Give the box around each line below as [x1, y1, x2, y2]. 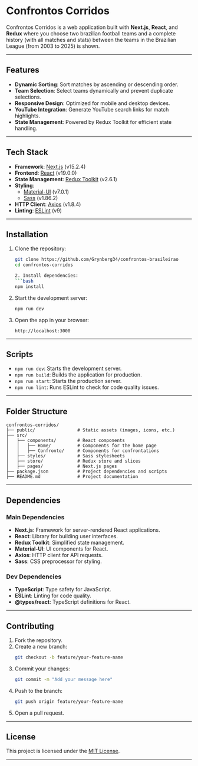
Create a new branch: [14, 643, 68, 650]
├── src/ [6, 433, 28, 438]
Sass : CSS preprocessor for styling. [14, 558, 102, 565]
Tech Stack [6, 148, 48, 158]
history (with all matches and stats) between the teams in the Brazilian [6, 36, 177, 43]
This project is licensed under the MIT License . [6, 748, 120, 755]
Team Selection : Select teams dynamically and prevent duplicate [14, 87, 173, 94]
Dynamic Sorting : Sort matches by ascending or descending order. [14, 81, 179, 88]
